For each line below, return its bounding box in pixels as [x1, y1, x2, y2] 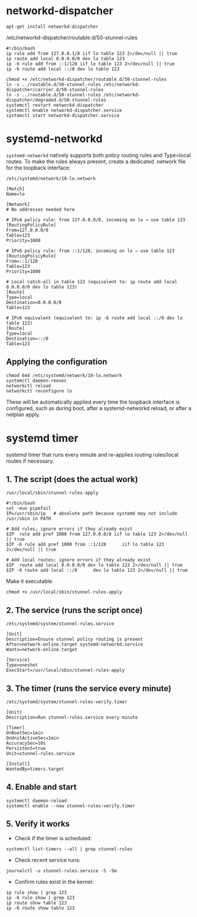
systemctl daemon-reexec [6, 378, 67, 384]
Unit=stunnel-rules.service [6, 751, 75, 756]
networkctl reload [6, 382, 51, 389]
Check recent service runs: [14, 856, 81, 863]
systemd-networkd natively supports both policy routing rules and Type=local [6, 152, 191, 159]
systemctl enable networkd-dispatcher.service [6, 107, 122, 113]
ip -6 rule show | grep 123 [6, 895, 75, 900]
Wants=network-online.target [6, 647, 78, 653]
